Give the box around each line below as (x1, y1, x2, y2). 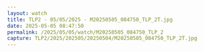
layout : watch (7, 9, 48, 17)
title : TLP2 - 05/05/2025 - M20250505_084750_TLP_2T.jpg (7, 16, 173, 23)
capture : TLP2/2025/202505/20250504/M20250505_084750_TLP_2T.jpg (7, 35, 197, 42)
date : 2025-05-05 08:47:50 (7, 22, 84, 29)
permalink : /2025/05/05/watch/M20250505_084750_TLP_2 (7, 28, 164, 36)
